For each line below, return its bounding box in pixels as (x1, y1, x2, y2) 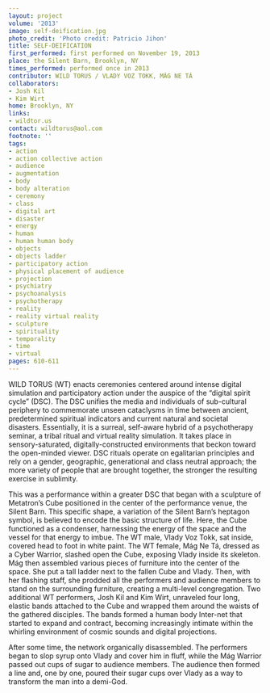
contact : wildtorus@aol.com (8, 124, 103, 132)
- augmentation (8, 170, 60, 178)
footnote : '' (8, 132, 52, 140)
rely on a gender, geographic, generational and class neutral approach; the (8, 456, 257, 466)
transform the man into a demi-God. (8, 676, 128, 687)
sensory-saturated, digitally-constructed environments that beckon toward (8, 439, 256, 449)
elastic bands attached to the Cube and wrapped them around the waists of (8, 601, 260, 611)
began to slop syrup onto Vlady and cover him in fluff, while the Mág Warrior (8, 651, 262, 661)
